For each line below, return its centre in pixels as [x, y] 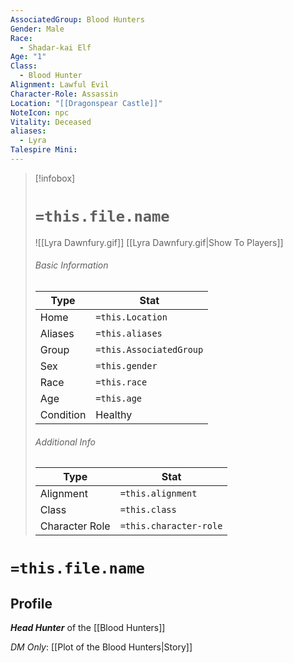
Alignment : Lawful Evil [60, 85]
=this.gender [126, 366]
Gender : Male [37, 29]
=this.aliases [129, 334]
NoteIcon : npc [40, 112]
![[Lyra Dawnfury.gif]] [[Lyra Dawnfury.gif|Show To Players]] [159, 242]
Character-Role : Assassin [64, 94]
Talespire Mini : [44, 150]
